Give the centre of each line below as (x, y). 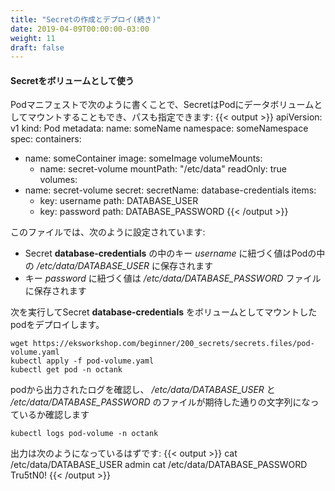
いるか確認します (54, 415)
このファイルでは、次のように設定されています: (108, 232)
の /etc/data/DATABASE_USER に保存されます (119, 266)
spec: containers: (46, 139)
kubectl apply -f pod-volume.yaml (82, 361)
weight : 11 (33, 38)
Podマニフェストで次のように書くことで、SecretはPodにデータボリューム (162, 105)
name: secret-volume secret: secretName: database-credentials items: (170, 190)
